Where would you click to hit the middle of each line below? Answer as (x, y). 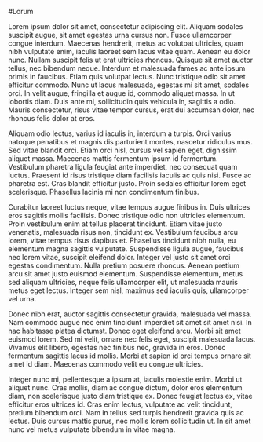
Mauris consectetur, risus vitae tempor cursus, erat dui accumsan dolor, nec (131, 110)
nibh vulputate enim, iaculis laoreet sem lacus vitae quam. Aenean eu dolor (130, 51)
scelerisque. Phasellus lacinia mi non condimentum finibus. (104, 192)
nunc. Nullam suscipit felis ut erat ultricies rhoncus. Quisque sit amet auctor (131, 60)
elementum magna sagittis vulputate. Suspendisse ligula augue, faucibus (126, 249)
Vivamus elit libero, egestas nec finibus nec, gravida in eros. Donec (117, 347)
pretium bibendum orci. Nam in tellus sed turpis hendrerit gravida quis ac (126, 413)
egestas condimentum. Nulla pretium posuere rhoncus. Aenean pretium (124, 265)
